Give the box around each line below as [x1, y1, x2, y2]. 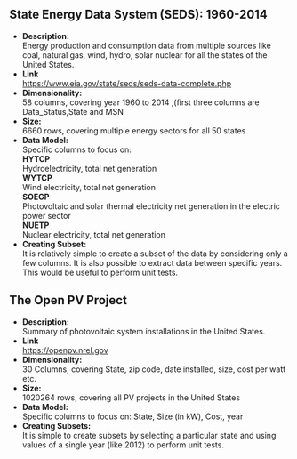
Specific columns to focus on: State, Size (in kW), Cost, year [21, 411, 244, 422]
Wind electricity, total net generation [21, 181, 156, 192]
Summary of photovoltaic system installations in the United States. [21, 326, 266, 336]
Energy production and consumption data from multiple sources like [21, 40, 271, 51]
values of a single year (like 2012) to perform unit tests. [21, 439, 225, 450]
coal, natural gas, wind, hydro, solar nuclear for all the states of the [21, 49, 268, 60]
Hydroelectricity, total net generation [21, 163, 157, 173]
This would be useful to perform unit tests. [21, 267, 179, 278]
